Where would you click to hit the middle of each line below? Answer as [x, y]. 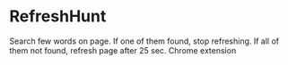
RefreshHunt [58, 16]
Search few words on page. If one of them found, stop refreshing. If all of [144, 41]
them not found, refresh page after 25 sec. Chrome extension [123, 50]
